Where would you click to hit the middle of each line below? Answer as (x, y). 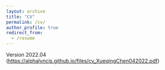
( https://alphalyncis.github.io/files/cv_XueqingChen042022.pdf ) (83, 61)
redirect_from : (24, 33)
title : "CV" (20, 17)
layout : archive (26, 11)
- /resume (23, 38)
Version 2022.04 (26, 55)
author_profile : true (32, 27)
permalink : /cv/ (26, 22)
